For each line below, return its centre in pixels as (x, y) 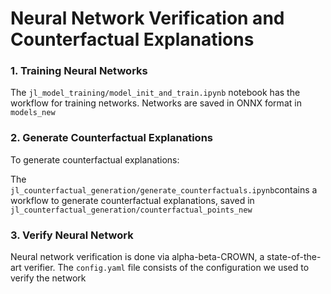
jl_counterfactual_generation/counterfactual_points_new (131, 210)
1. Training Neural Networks (79, 71)
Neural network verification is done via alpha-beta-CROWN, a (137, 257)
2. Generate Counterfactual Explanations (111, 138)
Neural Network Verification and (147, 18)
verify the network (48, 278)
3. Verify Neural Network (72, 235)
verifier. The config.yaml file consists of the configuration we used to (166, 268)
